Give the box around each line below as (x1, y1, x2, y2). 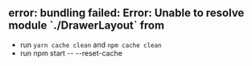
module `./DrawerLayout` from (8, 19, 165, 33)
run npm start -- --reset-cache (19, 48, 123, 58)
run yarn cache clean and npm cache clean (19, 40, 163, 49)
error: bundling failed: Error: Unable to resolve (8, 6, 245, 20)
